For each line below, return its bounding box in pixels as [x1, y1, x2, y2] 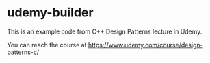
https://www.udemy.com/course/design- [88, 40, 203, 49]
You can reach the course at [7, 40, 87, 49]
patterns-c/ [7, 48, 40, 56]
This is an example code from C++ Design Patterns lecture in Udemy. [7, 27, 202, 36]
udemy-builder [7, 5, 94, 21]
